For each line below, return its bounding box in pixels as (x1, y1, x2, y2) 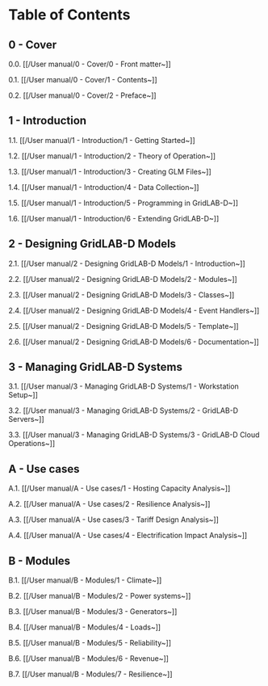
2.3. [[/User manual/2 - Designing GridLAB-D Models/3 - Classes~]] (8, 289, 235, 300)
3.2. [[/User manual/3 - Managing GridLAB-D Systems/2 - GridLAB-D (8, 406, 239, 415)
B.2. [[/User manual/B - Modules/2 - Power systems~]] (8, 591, 191, 601)
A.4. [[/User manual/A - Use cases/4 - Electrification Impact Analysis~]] (8, 531, 248, 541)
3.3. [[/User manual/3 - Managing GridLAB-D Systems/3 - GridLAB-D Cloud (8, 430, 260, 440)
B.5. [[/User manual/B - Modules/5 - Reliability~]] (8, 638, 172, 648)
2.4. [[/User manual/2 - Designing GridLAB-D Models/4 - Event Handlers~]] (8, 305, 260, 315)
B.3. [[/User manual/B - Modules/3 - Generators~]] (8, 607, 178, 617)
